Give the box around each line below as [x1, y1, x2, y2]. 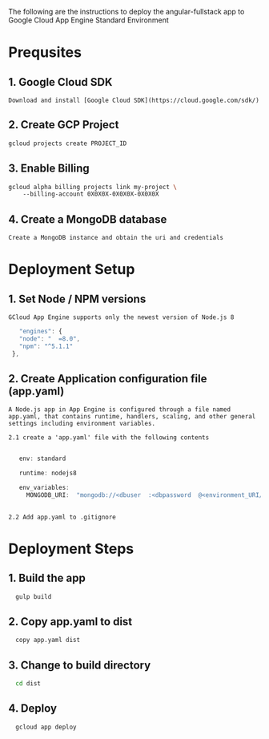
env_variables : [18, 484, 70, 492]
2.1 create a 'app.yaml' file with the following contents [8, 434, 210, 442]
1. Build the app [8, 571, 86, 585]
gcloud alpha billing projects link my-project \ [8, 183, 178, 191]
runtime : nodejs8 [18, 469, 78, 478]
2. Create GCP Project [8, 118, 119, 131]
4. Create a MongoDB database [8, 212, 167, 226]
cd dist [15, 680, 42, 688]
